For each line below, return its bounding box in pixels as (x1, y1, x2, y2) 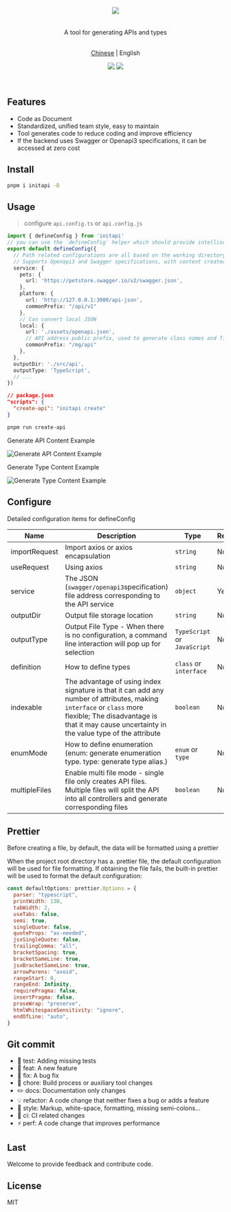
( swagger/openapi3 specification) (65, 582, 168, 591)
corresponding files (65, 802, 129, 811)
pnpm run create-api (7, 423, 67, 431)
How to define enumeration (65, 739, 153, 749)
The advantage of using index (65, 677, 162, 686)
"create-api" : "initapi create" (13, 405, 107, 412)
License (7, 1180, 42, 1191)
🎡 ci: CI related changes (16, 1112, 85, 1120)
